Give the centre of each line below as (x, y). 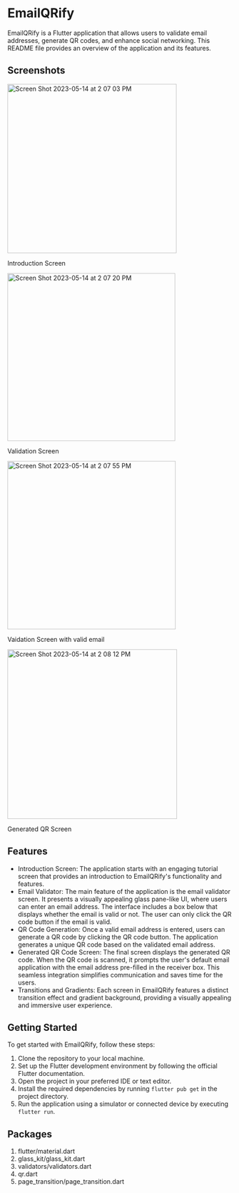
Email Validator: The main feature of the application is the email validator (124, 891)
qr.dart (27, 1174)
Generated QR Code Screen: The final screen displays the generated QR (124, 952)
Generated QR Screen (40, 829)
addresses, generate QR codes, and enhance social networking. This (109, 40)
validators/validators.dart (55, 1167)
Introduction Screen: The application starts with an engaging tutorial (118, 868)
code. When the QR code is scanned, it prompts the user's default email (123, 960)
